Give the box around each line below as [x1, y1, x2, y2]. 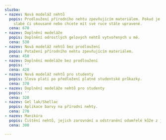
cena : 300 [9, 123, 29, 128]
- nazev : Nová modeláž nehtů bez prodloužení [4, 44, 100, 49]
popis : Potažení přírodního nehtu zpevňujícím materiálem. [9, 49, 134, 54]
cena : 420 [9, 68, 29, 72]
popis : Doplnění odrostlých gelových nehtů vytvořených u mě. [9, 35, 140, 40]
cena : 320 [9, 95, 29, 100]
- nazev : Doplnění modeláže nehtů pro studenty [4, 85, 105, 91]
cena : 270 [9, 109, 29, 114]
